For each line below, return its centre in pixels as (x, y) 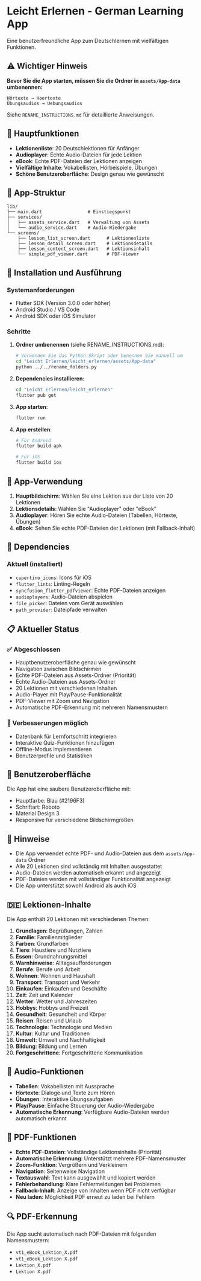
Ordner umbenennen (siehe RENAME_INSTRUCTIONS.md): (90, 345)
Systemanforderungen (41, 290)
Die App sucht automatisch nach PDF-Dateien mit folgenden (82, 1234)
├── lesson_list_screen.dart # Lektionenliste (84, 239)
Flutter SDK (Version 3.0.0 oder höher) (63, 303)
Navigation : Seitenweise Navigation (60, 1171)
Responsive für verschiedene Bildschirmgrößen (75, 820)
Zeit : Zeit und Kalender (44, 995)
